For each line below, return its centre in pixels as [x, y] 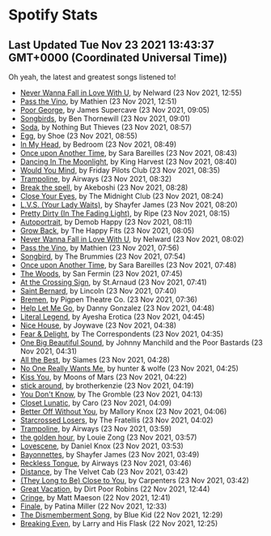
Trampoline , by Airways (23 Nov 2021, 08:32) [96, 179]
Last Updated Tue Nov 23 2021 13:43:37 [111, 45]
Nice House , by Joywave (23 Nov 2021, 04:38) [98, 325]
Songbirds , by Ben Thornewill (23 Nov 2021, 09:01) [105, 118]
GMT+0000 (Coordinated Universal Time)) [118, 57]
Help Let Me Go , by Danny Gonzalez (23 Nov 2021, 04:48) [117, 308]
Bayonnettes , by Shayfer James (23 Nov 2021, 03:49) [110, 455]
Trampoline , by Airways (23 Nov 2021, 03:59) [96, 429]
